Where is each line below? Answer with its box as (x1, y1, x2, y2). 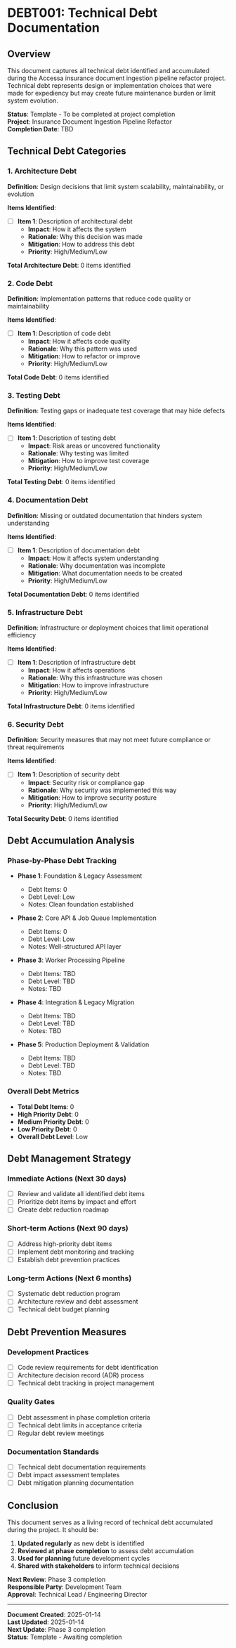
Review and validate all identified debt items (17, 1190, 145, 1198)
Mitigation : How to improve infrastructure (27, 681, 149, 689)
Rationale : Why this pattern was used (27, 344, 138, 353)
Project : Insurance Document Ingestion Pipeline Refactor (7, 117, 172, 126)
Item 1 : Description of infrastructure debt (17, 658, 136, 667)
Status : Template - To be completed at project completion (7, 110, 176, 118)
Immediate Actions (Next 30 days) (7, 1174, 126, 1183)
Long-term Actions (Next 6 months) (7, 1273, 132, 1283)
